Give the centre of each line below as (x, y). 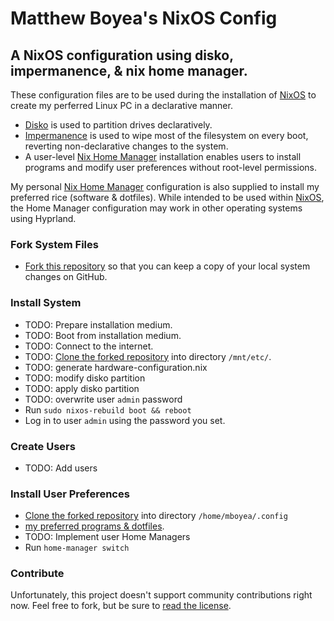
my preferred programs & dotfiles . (94, 526)
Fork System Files (54, 244)
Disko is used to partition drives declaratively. (118, 125)
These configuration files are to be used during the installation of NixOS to (163, 95)
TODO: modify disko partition (85, 378)
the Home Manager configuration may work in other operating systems (156, 208)
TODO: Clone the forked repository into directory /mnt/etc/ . (148, 356)
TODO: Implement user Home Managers (107, 537)
